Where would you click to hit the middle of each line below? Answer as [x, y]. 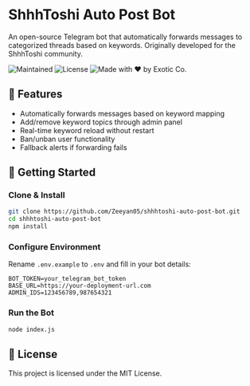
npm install [28, 226]
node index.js [32, 329]
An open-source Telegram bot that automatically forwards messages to [125, 37]
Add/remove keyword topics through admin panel [101, 122]
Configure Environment [55, 246]
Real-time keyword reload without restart [87, 130]
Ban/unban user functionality [67, 139]
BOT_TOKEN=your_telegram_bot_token [67, 279]
